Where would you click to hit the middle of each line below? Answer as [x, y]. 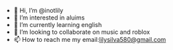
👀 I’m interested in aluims [49, 18]
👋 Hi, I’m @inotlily [38, 10]
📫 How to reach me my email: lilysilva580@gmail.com [90, 40]
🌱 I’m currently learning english [58, 25]
